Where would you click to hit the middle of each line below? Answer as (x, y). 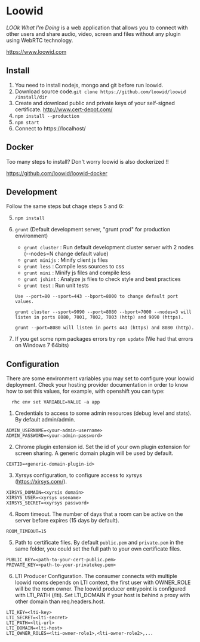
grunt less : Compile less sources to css (74, 267)
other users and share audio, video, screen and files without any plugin (93, 33)
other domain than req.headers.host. (60, 601)
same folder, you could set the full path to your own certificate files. (98, 549)
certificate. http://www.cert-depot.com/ (64, 109)
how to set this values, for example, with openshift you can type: (86, 391)
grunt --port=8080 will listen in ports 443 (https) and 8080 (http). (104, 328)
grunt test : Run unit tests (56, 286)
